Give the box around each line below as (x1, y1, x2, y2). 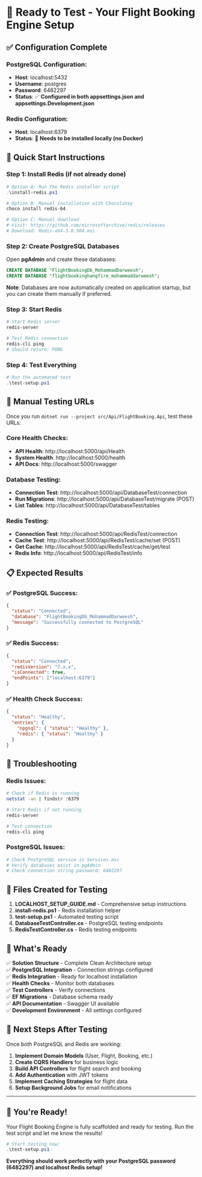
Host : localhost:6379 (14, 129, 67, 136)
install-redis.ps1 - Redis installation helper (14, 907, 121, 914)
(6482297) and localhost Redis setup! (6, 1164, 103, 1171)
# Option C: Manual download (6, 216, 79, 223)
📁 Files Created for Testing (6, 884, 108, 894)
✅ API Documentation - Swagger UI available (6, 1000, 120, 1007)
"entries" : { (11, 720, 44, 726)
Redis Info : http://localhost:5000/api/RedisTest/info (14, 549, 142, 557)
